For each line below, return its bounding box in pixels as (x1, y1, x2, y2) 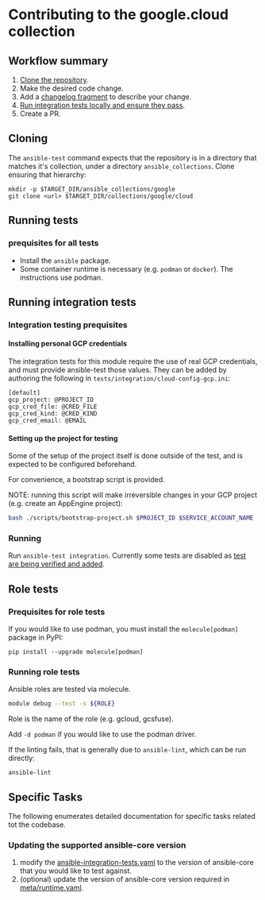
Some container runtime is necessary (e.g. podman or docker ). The (19, 264, 233, 273)
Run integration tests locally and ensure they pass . (19, 101, 185, 110)
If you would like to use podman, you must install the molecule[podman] (8, 624, 239, 634)
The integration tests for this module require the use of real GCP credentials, (8, 357, 258, 366)
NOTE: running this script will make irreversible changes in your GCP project (8, 490, 258, 500)
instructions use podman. (19, 272, 103, 282)
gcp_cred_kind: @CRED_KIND (8, 410, 98, 418)
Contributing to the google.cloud (8, 6, 229, 24)
